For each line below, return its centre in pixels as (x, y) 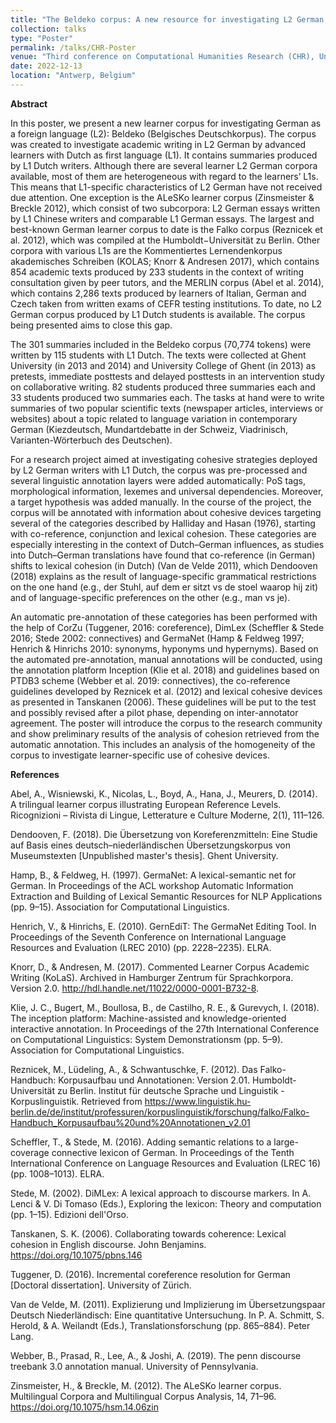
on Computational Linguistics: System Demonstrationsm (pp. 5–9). (147, 1039)
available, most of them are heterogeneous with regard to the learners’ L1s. (164, 176)
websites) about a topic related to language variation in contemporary (154, 418)
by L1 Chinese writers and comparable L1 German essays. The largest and (162, 218)
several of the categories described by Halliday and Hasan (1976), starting (163, 523)
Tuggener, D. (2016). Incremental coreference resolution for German (150, 1274)
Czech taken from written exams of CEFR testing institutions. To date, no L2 (166, 303)
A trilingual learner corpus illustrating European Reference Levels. (146, 804)
